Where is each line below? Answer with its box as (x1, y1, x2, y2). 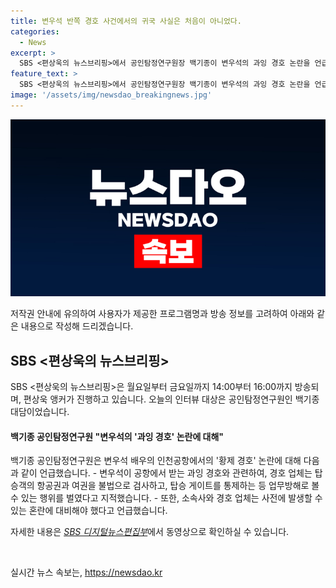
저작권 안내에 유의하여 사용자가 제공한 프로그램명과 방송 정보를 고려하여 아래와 (10, 308, 315, 320)
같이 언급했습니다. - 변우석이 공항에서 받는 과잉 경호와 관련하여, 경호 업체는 (20, 467, 313, 479)
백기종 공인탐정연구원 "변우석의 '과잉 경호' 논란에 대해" (10, 430, 225, 442)
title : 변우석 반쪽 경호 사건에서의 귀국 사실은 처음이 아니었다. (10, 16, 242, 26)
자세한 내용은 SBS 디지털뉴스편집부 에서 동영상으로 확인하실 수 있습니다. (10, 526, 290, 538)
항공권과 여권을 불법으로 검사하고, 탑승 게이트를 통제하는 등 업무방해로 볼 (36, 480, 320, 492)
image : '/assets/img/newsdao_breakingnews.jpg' (10, 90, 213, 100)
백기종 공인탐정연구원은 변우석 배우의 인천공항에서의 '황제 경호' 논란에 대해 (10, 455, 302, 467)
